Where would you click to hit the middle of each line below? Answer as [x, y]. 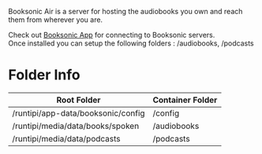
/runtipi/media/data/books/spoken [76, 126]
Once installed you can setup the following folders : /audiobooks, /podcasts [131, 43]
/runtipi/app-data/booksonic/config [79, 113]
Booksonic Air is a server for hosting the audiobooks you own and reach [125, 11]
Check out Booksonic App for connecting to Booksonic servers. [112, 35]
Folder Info [44, 75]
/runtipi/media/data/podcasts [66, 138]
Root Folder [79, 100]
